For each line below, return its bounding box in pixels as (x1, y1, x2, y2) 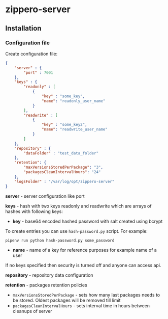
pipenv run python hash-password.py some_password (5, 238, 115, 243)
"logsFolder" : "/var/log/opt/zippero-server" (14, 179, 115, 184)
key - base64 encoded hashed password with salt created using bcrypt (12, 218, 163, 224)
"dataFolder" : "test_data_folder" (23, 150, 99, 156)
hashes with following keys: (5, 208, 63, 215)
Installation (5, 24, 42, 33)
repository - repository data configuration (5, 272, 93, 278)
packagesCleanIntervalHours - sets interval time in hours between (12, 302, 150, 309)
